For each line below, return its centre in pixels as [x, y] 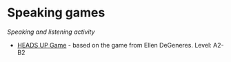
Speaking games [56, 13]
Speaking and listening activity [51, 32]
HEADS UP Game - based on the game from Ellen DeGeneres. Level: [114, 45]
